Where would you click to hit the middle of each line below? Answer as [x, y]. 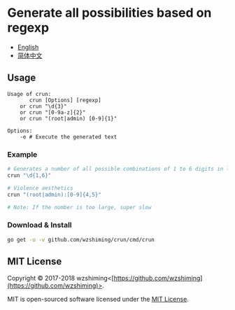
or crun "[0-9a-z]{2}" [53, 112]
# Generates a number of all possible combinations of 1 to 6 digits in [115, 169]
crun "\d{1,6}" [29, 175]
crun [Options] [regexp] [65, 100]
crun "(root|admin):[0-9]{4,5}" [54, 195]
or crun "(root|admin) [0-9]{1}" [69, 118]
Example [22, 154]
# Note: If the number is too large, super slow [79, 207]
